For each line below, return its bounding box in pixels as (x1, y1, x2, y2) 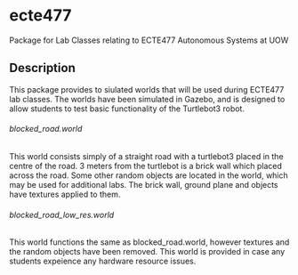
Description (9, 61, 76, 76)
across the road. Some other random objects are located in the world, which (9, 170, 289, 181)
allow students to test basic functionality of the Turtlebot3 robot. (9, 103, 245, 114)
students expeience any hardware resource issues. (9, 255, 197, 267)
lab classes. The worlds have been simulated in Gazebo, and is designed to (9, 93, 286, 104)
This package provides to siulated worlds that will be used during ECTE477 (9, 84, 285, 94)
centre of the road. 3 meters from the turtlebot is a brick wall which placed (9, 160, 282, 171)
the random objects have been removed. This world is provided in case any (9, 247, 286, 257)
